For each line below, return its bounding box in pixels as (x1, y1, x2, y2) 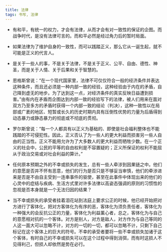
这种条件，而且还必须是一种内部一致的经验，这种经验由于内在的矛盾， (12, 83, 158, 89)
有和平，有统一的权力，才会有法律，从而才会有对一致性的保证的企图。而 (12, 26, 162, 33)
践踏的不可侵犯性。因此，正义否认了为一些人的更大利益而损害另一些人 (12, 132, 158, 138)
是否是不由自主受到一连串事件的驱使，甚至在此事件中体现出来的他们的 (17, 174, 162, 180)
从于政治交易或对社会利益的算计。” (12, 151, 83, 157)
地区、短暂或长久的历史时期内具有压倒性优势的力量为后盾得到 (34, 108, 162, 114)
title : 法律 (5, 7, 29, 13)
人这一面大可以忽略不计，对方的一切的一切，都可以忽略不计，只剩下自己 (12, 222, 162, 228)
